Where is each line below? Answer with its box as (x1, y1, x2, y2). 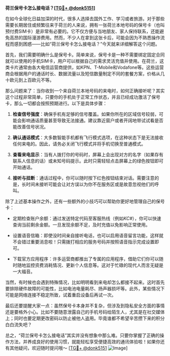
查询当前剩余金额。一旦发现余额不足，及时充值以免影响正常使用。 (12, 222, 150, 228)
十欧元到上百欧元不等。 (5, 77, 54, 83)
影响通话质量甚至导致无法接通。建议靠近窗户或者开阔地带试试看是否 (21, 117, 163, 123)
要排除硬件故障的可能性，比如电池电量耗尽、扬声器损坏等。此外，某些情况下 (5, 286, 165, 291)
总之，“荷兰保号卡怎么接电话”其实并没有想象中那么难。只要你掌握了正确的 (5, 332, 160, 338)
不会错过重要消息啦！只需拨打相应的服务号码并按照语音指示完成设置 (12, 239, 155, 245)
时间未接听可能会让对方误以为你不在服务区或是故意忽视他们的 (26, 182, 155, 187)
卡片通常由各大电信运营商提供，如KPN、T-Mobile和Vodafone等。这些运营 (9, 64, 164, 70)
